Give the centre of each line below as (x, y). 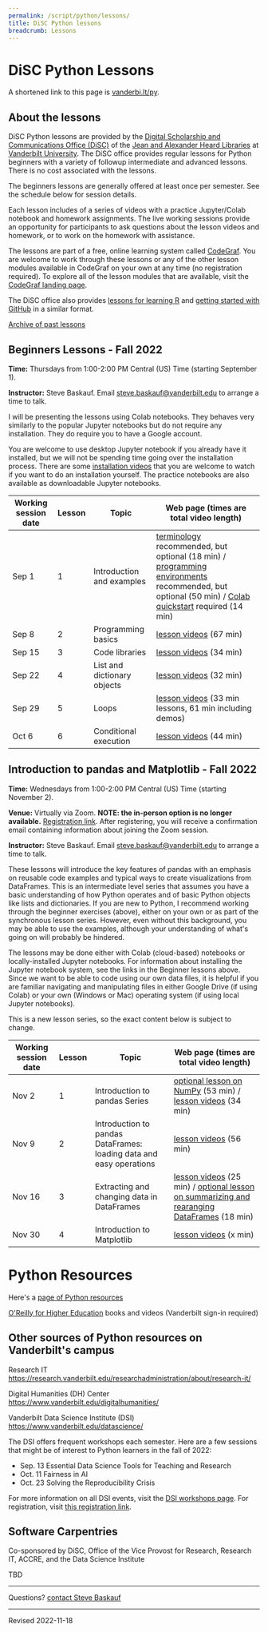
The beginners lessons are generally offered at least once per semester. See (134, 186)
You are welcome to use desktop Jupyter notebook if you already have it (128, 449)
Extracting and (122, 1186)
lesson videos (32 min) (199, 675)
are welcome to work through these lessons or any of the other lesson (124, 260)
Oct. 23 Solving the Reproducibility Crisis (87, 1483)
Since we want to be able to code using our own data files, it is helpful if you (134, 978)
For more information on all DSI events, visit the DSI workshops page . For (128, 1498)
